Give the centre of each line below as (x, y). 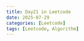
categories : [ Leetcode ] (36, 23)
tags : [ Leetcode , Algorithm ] (43, 29)
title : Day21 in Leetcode (38, 12)
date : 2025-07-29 (28, 17)
